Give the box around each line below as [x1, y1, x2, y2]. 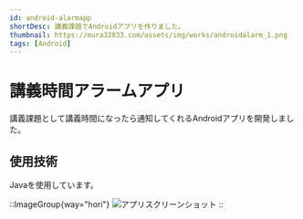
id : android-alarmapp [9, 13, 92, 23]
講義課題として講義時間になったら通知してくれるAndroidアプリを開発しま [9, 113, 287, 124]
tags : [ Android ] [9, 38, 71, 48]
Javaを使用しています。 [9, 180, 99, 190]
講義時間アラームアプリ [9, 81, 185, 101]
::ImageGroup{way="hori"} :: [9, 199, 224, 210]
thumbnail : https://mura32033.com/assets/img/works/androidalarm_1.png [9, 30, 287, 39]
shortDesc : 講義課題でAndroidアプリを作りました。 [9, 22, 185, 31]
